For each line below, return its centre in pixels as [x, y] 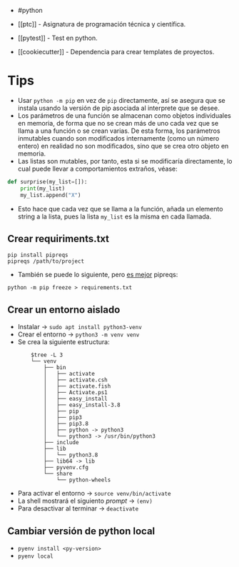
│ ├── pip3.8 [66, 424]
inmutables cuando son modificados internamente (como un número [118, 138]
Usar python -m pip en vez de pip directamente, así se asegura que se [122, 100]
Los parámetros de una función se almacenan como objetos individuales [124, 115]
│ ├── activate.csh [76, 380]
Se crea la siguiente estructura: [63, 342]
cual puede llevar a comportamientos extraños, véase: [98, 169]
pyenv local [35, 556]
